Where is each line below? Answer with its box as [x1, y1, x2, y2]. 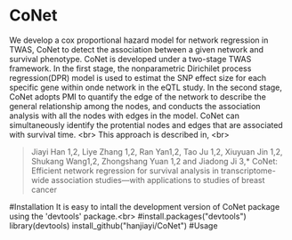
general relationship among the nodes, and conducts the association [9, 100, 261, 111]
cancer [30, 184, 58, 195]
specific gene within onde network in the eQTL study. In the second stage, [9, 82, 283, 92]
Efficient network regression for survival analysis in [30, 165, 220, 176]
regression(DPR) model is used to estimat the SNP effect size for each [9, 72, 267, 83]
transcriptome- [221, 165, 276, 176]
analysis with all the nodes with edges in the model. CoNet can [9, 110, 240, 121]
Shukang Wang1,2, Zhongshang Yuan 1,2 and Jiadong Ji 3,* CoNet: [30, 156, 279, 166]
